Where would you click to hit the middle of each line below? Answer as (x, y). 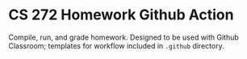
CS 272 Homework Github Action (121, 15)
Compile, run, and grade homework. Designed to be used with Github (124, 37)
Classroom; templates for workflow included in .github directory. (116, 45)
